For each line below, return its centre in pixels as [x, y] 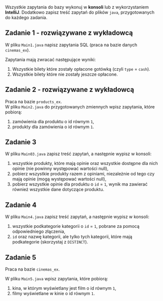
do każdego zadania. [26, 17]
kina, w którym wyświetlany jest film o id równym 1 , [64, 288]
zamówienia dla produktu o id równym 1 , [53, 121]
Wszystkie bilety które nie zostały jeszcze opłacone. [65, 74]
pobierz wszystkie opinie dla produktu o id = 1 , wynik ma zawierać [80, 184]
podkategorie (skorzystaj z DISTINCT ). [50, 242]
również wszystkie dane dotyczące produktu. [58, 190]
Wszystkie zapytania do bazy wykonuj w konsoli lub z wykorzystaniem [77, 7]
